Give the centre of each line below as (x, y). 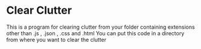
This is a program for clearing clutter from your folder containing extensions (101, 27)
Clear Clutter (39, 10)
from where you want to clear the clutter (56, 39)
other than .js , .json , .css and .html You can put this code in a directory (95, 33)
